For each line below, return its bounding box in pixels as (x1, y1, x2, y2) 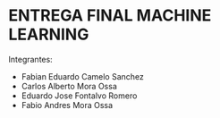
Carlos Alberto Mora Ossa (21, 80, 117, 91)
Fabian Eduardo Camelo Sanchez (21, 71, 144, 81)
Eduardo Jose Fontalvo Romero (21, 90, 138, 101)
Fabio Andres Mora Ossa (21, 99, 114, 110)
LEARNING (8, 24, 89, 45)
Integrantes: (8, 54, 53, 64)
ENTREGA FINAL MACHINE (8, 5, 212, 26)
